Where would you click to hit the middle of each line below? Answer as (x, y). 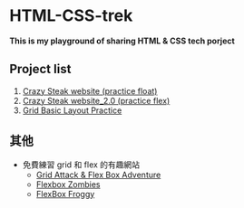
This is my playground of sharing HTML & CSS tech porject (122, 41)
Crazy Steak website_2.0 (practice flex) (96, 100)
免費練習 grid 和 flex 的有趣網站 (81, 165)
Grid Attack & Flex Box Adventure (98, 175)
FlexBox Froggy (65, 194)
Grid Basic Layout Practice (72, 110)
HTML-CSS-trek (71, 16)
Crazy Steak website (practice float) (90, 90)
